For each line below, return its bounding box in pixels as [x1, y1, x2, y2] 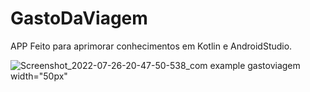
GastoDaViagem [10, 7, 148, 30]
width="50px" [10, 70, 68, 82]
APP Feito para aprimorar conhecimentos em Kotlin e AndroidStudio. [10, 40, 293, 52]
